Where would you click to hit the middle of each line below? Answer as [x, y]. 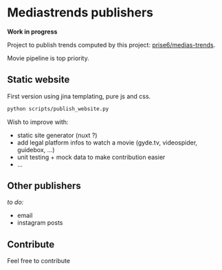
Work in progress [32, 32]
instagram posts [40, 223]
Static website [38, 80]
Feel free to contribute [39, 261]
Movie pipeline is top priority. [48, 58]
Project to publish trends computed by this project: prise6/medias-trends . [111, 45]
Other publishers [44, 186]
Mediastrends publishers [80, 13]
